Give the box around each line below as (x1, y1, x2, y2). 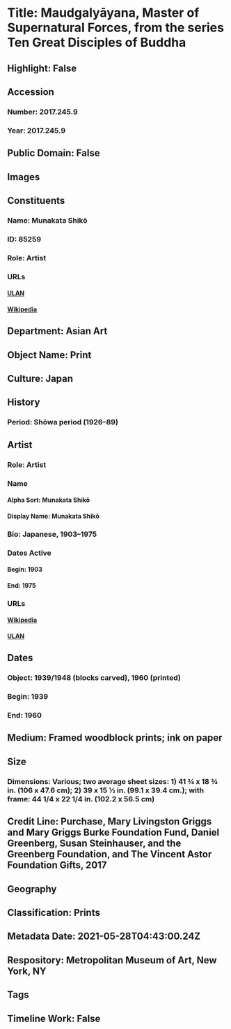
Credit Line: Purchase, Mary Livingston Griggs (7, 815, 212, 828)
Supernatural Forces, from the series (7, 20, 225, 36)
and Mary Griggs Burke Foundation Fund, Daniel (7, 827, 220, 838)
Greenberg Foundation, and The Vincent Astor (7, 848, 212, 860)
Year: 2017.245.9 (7, 126, 66, 135)
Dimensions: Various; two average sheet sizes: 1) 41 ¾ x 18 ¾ (7, 776, 218, 786)
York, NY (7, 965, 47, 977)
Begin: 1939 (7, 692, 49, 702)
